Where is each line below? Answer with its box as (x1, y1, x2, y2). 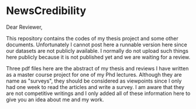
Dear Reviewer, (6, 23, 43, 30)
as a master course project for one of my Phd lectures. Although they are (6, 71, 183, 78)
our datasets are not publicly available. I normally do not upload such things (6, 47, 189, 54)
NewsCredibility (6, 4, 87, 18)
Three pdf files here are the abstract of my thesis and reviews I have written (6, 64, 189, 71)
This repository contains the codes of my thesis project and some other (6, 35, 178, 42)
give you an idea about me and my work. (6, 96, 104, 103)
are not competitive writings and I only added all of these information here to (6, 90, 191, 97)
